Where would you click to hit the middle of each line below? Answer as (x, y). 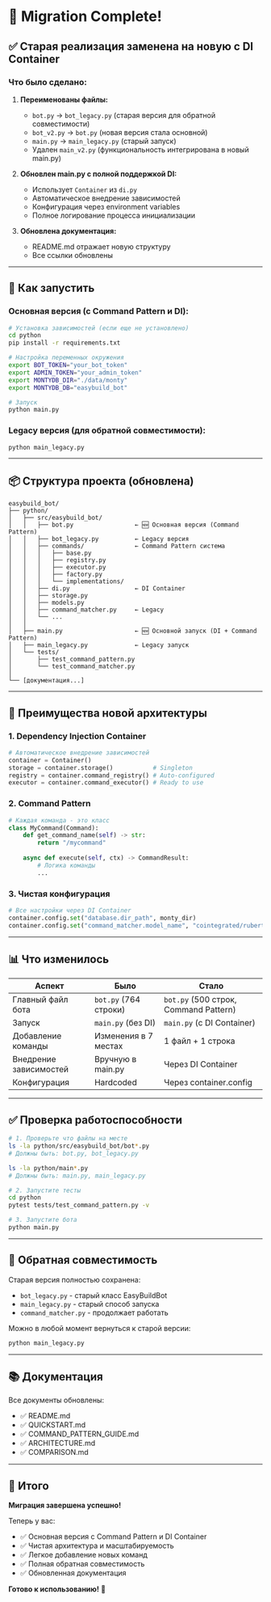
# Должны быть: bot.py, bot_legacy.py (73, 1153)
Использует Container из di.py (84, 189)
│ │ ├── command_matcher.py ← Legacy (86, 610)
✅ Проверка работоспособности (96, 1120)
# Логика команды (66, 865)
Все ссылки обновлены (73, 255)
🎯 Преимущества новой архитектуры (108, 713)
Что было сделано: (48, 82)
